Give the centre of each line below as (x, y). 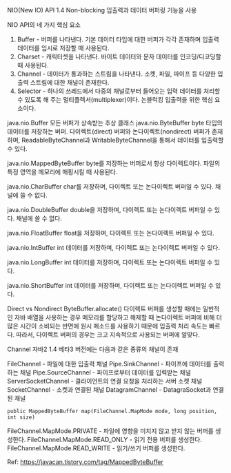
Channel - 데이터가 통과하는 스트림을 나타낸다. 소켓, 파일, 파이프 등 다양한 (116, 74)
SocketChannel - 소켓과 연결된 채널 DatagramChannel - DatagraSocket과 (109, 390)
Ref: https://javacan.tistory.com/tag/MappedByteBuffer (85, 462)
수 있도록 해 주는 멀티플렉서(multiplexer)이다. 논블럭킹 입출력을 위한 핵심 (115, 99)
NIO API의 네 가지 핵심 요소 (44, 25)
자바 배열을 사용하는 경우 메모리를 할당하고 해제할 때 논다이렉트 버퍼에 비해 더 (118, 317)
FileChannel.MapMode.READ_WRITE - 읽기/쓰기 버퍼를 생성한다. (96, 448)
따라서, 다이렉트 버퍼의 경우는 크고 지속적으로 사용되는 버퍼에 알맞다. (108, 335)
